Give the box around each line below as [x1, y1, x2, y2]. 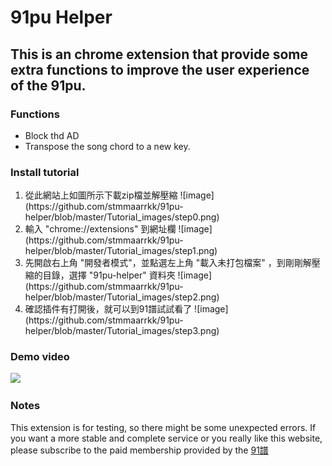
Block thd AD [24, 129, 80, 141]
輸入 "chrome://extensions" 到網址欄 [24, 223, 177, 235]
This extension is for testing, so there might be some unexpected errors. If [10, 421, 317, 433]
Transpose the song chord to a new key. [24, 140, 191, 152]
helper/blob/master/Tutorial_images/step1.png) [24, 245, 218, 257]
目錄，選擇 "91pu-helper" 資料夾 [42, 269, 176, 281]
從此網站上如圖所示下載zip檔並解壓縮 [24, 189, 178, 201]
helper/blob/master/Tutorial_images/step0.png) [24, 211, 220, 223]
